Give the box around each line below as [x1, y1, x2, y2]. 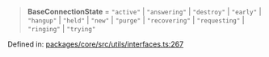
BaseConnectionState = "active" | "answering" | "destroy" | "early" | [27, 7, 262, 16]
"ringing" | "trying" [27, 24, 96, 33]
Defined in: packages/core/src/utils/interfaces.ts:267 [7, 39, 184, 49]
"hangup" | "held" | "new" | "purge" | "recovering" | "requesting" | [27, 15, 246, 25]
